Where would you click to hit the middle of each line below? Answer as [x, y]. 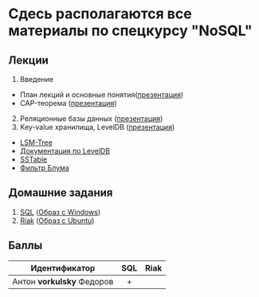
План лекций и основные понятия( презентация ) [102, 95]
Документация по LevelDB [65, 151]
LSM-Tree [36, 143]
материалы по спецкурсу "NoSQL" [130, 31]
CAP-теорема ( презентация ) [68, 103]
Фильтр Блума [44, 168]
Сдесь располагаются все [100, 14]
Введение [37, 79]
